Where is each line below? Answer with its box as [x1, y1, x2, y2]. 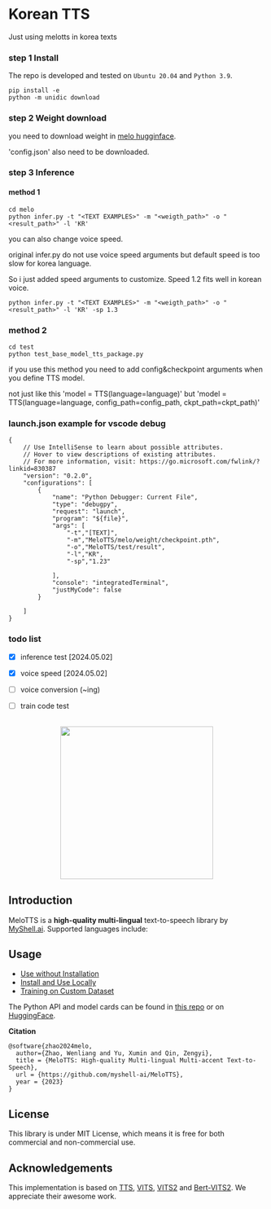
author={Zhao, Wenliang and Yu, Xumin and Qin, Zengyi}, [15, 1049, 213, 1057]
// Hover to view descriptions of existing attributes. [23, 451, 217, 459]
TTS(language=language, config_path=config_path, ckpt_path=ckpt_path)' [8, 397, 260, 407]
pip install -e [8, 86, 60, 95]
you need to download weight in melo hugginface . [8, 131, 177, 141]
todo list [8, 633, 42, 644]
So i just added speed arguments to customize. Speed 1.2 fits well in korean [8, 274, 262, 284]
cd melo [8, 205, 35, 213]
